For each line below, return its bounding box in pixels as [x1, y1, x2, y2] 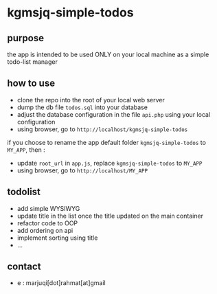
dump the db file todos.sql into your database [16, 103, 148, 111]
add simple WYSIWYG [16, 204, 80, 212]
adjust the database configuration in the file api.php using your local [16, 110, 211, 118]
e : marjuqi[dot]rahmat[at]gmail [16, 279, 106, 287]
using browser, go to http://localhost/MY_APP [16, 166, 148, 174]
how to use [7, 78, 56, 89]
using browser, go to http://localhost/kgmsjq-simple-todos [16, 125, 188, 133]
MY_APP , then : [7, 146, 46, 154]
